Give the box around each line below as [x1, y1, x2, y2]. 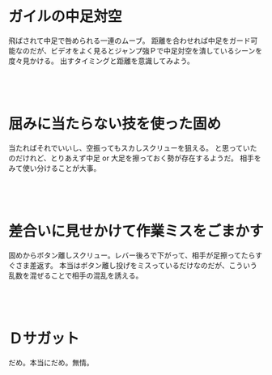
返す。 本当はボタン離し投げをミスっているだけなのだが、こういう [36, 260, 257, 270]
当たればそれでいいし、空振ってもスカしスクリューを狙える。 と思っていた [8, 143, 257, 152]
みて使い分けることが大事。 [8, 163, 101, 173]
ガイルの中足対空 [8, 7, 123, 26]
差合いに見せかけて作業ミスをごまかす [8, 222, 265, 241]
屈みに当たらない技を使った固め [8, 115, 222, 134]
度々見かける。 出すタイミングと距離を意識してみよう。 [8, 56, 194, 66]
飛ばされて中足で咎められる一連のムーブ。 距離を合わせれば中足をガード [8, 36, 251, 45]
